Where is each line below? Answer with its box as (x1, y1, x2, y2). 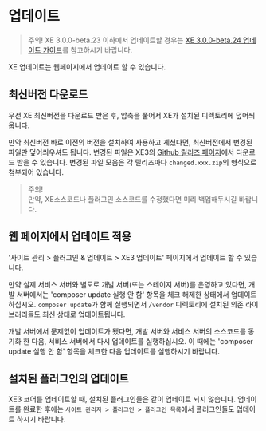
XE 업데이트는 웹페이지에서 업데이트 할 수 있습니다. (8, 61, 166, 72)
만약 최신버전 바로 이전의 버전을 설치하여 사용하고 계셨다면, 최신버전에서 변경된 (8, 137, 253, 147)
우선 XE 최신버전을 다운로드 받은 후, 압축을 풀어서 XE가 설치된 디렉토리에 (8, 110, 234, 120)
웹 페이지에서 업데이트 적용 (8, 230, 131, 243)
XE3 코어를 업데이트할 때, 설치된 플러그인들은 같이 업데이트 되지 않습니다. (8, 394, 237, 404)
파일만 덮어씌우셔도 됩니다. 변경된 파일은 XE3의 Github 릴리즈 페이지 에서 (8, 147, 235, 156)
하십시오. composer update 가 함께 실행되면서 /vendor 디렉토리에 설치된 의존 (8, 299, 244, 309)
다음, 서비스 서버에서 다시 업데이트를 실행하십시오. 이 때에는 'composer (31, 336, 253, 346)
